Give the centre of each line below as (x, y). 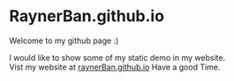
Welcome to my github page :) (64, 40)
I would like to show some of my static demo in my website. (117, 57)
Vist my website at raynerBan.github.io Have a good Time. (115, 67)
